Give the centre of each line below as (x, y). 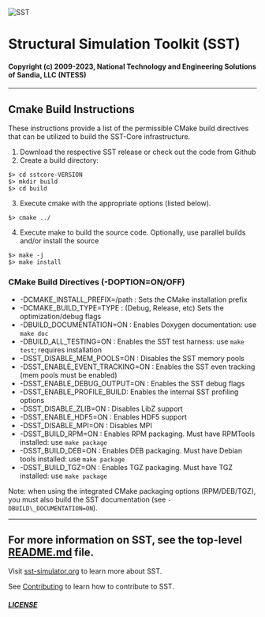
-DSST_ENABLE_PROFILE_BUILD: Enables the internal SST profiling (129, 392)
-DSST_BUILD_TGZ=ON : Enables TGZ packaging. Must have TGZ (126, 467)
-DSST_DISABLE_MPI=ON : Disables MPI (86, 425)
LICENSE (23, 604)
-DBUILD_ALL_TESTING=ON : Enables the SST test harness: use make (132, 341)
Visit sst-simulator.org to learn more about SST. (85, 571)
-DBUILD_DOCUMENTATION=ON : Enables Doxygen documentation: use (138, 325)
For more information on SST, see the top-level (125, 540)
